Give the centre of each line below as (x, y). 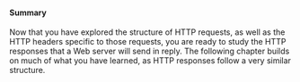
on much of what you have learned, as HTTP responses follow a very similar (150, 61)
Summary (28, 12)
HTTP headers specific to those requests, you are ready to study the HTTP (148, 42)
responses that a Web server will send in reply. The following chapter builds (150, 51)
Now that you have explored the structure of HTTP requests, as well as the (147, 32)
